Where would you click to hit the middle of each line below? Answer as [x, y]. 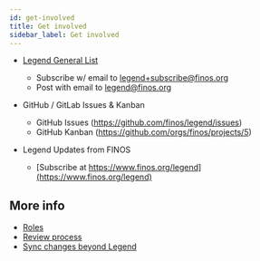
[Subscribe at [61, 168]
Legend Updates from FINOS [77, 150]
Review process [52, 237]
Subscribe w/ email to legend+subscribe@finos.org [132, 78]
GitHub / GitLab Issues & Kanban [83, 105]
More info [37, 205]
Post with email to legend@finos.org [104, 88]
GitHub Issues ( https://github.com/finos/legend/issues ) [139, 122]
